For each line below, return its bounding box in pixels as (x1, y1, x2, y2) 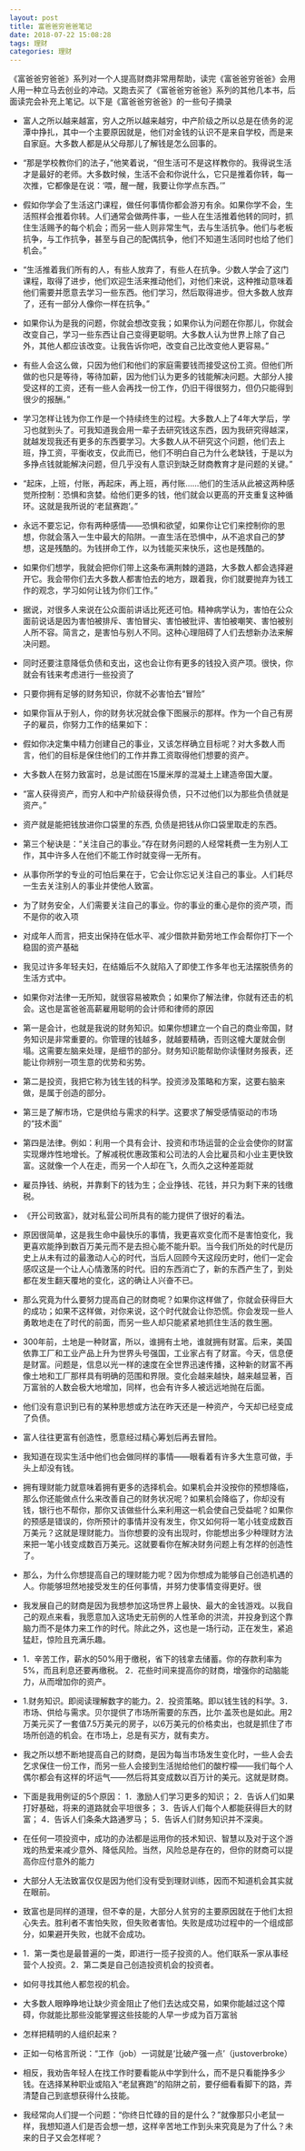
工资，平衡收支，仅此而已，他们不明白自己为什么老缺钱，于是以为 (46, 447, 293, 458)
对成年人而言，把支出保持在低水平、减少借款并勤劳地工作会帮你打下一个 (22, 930, 293, 941)
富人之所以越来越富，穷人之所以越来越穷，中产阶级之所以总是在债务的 (22, 116, 286, 126)
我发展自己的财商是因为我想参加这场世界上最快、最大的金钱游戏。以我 (22, 1600, 286, 1611)
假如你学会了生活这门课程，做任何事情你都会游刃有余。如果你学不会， (22, 199, 286, 210)
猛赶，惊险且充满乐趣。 (22, 1634, 111, 1645)
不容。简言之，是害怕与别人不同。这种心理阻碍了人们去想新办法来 (38, 627, 286, 638)
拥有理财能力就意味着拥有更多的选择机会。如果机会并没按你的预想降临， (22, 1482, 293, 1493)
